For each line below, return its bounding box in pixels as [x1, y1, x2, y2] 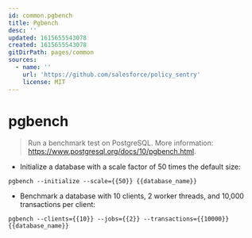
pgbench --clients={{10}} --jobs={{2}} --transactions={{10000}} [8, 215, 229, 223]
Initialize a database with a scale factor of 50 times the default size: [19, 162, 241, 171]
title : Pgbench [8, 19, 59, 27]
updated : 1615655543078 [8, 33, 87, 42]
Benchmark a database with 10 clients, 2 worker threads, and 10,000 [19, 191, 245, 201]
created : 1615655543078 [8, 41, 87, 49]
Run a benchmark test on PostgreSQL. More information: [27, 138, 214, 148]
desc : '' [8, 26, 37, 34]
